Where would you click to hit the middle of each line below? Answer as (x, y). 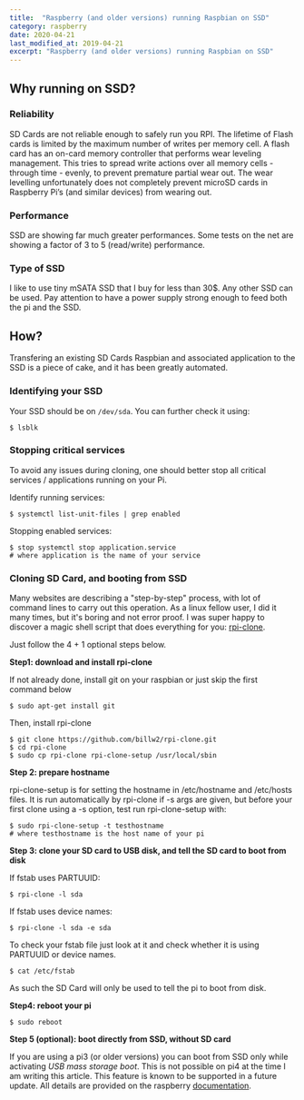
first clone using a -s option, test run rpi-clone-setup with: (118, 809)
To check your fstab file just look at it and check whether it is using (135, 945)
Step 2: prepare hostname (60, 772)
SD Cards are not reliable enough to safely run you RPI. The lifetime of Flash (152, 134)
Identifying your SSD (56, 391)
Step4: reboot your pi (51, 1006)
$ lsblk (24, 428)
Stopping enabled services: (60, 530)
